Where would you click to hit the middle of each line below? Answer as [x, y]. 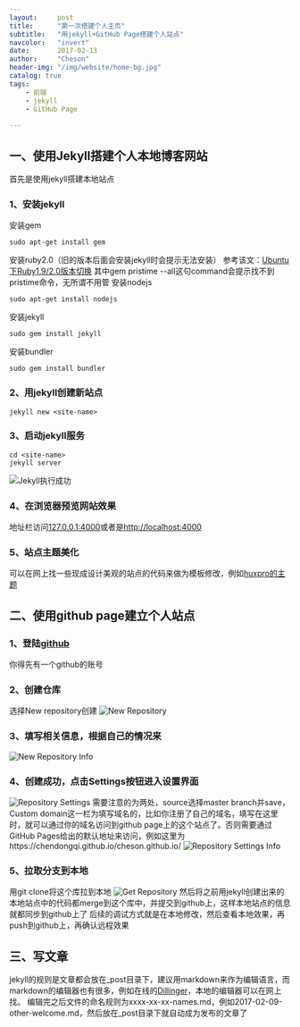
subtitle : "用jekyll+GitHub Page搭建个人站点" [97, 34]
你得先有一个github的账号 [56, 665]
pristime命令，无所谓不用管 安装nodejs [81, 282]
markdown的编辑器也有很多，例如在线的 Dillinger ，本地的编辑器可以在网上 [146, 991]
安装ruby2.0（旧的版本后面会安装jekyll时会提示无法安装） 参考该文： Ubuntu [150, 260]
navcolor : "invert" [50, 42]
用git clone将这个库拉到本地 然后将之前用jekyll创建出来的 [147, 892]
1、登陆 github [39, 643]
